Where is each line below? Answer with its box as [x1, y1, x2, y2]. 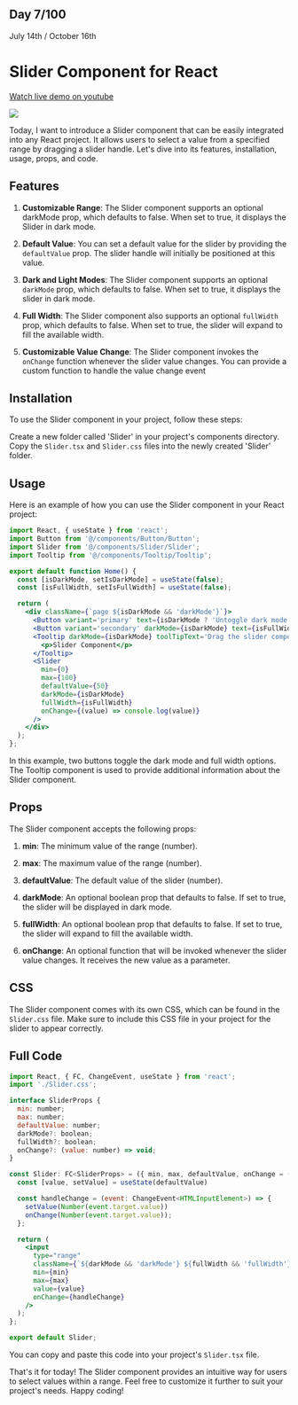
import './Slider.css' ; [9, 1081, 98, 1089]
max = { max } [32, 1276, 69, 1284]
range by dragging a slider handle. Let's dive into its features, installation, [9, 144, 278, 154]
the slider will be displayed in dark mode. [21, 902, 172, 912]
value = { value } [32, 1284, 86, 1293]
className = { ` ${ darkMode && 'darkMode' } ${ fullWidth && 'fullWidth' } [32, 1260, 292, 1268]
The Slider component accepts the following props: [9, 823, 197, 834]
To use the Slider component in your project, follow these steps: [9, 414, 243, 425]
